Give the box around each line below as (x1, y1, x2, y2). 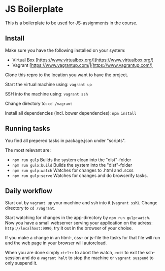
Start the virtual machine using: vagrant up (5, 81, 92, 87)
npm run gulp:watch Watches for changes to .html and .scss (12, 167, 134, 173)
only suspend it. (5, 260, 38, 266)
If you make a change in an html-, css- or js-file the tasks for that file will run (5, 235, 161, 241)
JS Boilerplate (5, 3, 64, 15)
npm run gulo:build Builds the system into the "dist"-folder (12, 162, 132, 168)
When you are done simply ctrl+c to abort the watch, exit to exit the (5, 250, 145, 256)
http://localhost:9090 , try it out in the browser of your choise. (5, 225, 133, 231)
